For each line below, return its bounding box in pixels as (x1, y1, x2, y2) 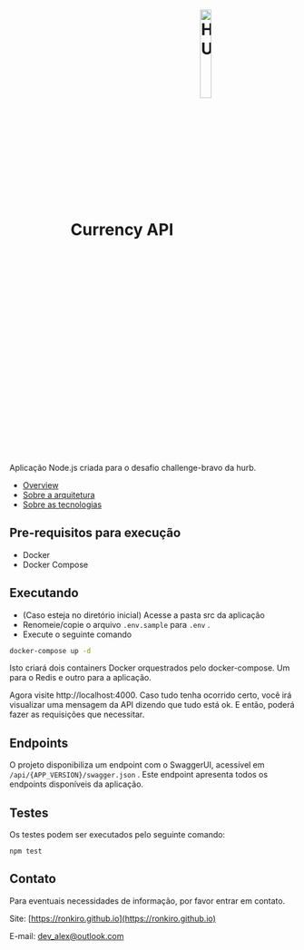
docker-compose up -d (9, 646, 92, 655)
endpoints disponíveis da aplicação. (9, 779, 143, 789)
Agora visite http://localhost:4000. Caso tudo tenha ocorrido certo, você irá (9, 690, 292, 700)
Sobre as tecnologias (22, 499, 103, 510)
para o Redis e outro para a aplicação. (9, 672, 152, 683)
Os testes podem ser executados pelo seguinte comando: (9, 829, 225, 840)
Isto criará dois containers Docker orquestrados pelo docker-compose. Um (9, 662, 290, 673)
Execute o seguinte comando (22, 629, 132, 640)
